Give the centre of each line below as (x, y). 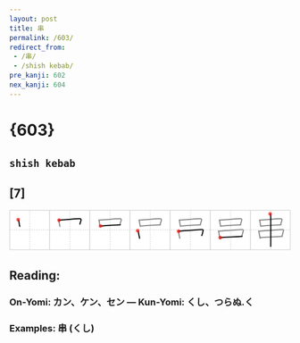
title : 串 (27, 28)
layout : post (33, 19)
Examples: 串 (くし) (52, 329)
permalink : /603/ (42, 38)
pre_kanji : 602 (37, 76)
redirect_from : (37, 47)
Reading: (35, 276)
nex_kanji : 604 (37, 85)
